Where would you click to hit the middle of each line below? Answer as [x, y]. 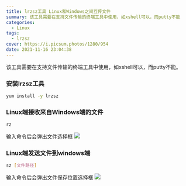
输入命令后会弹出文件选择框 [39, 137]
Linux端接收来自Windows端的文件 [55, 112]
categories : [20, 22]
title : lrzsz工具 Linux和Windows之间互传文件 [58, 11]
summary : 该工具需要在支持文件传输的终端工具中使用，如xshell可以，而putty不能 [93, 17]
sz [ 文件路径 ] [21, 166]
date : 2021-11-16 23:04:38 [39, 50]
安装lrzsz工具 [25, 84]
